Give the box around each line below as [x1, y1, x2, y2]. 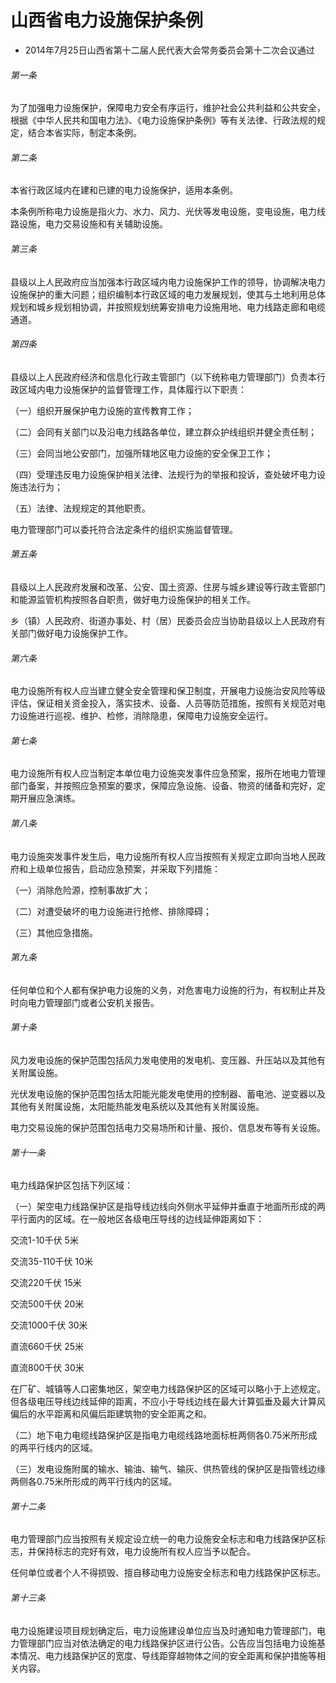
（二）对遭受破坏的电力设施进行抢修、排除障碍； [10, 905, 212, 917]
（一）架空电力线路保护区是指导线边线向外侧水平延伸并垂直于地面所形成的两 [10, 1201, 326, 1213]
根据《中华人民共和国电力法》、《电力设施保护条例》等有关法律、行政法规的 [10, 114, 317, 126]
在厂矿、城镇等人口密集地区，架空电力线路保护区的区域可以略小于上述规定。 [10, 1383, 326, 1395]
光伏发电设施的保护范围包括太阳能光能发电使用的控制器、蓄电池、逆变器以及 [10, 1087, 326, 1100]
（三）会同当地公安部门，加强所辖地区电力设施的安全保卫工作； [10, 447, 273, 459]
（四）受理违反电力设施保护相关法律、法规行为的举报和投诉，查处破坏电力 [10, 468, 317, 480]
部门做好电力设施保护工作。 [18, 627, 133, 639]
